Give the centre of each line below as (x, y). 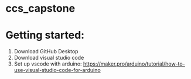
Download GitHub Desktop (46, 51)
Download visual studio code (49, 58)
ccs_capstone (40, 8)
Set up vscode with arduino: (48, 64)
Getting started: (45, 35)
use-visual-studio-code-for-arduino (57, 70)
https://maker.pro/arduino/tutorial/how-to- (134, 64)
